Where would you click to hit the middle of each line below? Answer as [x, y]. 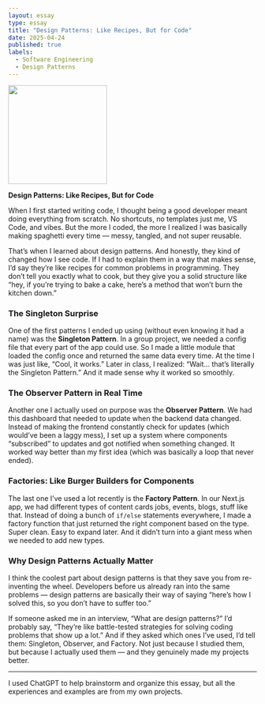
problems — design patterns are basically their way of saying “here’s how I [129, 594]
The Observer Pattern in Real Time [76, 393]
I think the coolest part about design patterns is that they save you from [124, 578]
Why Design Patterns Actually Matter [81, 560]
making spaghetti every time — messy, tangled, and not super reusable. [125, 235]
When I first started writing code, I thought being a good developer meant [128, 210]
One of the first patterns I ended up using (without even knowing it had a [126, 331]
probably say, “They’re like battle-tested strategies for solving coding [121, 627]
